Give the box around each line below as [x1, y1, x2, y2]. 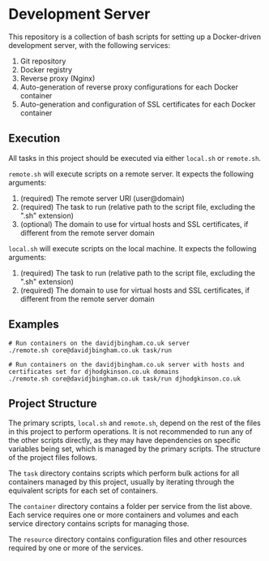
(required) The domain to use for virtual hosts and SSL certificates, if [19, 285, 250, 295]
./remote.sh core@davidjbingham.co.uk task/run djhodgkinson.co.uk [8, 375, 241, 383]
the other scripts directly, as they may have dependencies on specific [8, 436, 241, 446]
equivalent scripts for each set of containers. [8, 485, 158, 496]
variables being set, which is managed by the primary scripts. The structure [8, 444, 261, 454]
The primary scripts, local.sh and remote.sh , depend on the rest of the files [8, 418, 261, 428]
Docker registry [19, 64, 73, 74]
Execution [8, 132, 61, 146]
